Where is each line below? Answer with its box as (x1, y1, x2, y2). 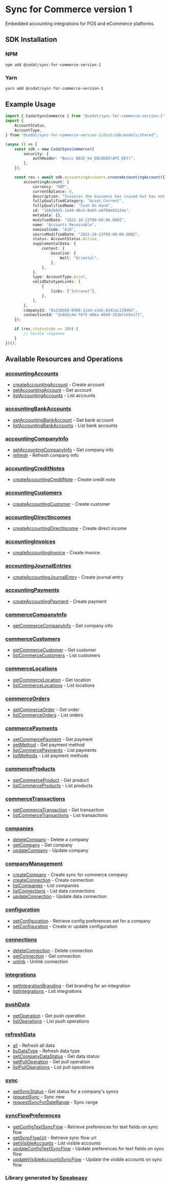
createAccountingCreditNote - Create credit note (12, 477, 116, 483)
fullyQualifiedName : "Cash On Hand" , (32, 203, 113, 208)
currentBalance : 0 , (32, 189, 74, 194)
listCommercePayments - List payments (12, 747, 97, 753)
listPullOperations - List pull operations (12, 1064, 94, 1070)
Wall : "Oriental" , (60, 255, 99, 260)
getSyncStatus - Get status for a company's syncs (12, 1088, 119, 1095)
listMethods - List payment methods (12, 752, 89, 759)
